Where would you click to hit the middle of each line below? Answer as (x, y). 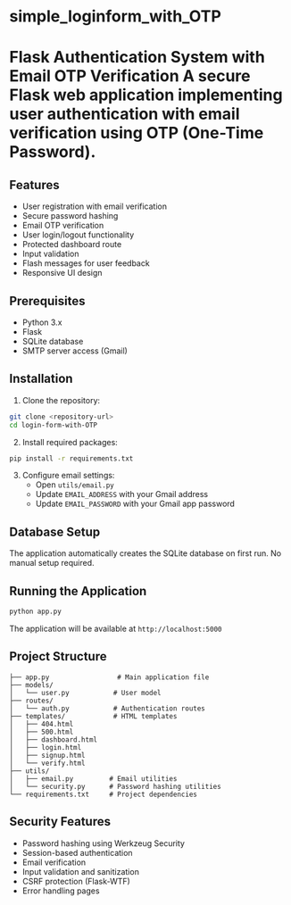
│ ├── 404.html (42, 724)
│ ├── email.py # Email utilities (93, 778)
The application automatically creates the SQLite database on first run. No (145, 553)
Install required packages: (70, 442)
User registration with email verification (95, 206)
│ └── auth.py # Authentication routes (107, 708)
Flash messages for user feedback (86, 263)
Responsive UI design (62, 273)
